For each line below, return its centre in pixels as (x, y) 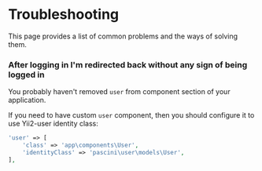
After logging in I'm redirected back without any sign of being (128, 64)
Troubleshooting (64, 15)
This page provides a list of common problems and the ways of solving (123, 36)
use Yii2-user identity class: (53, 124)
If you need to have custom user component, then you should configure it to (131, 115)
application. (27, 100)
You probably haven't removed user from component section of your (119, 92)
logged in (26, 75)
